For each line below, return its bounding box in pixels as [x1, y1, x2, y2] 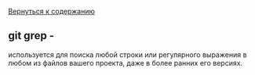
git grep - [8, 29, 55, 42]
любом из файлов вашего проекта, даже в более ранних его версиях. [8, 58, 243, 67]
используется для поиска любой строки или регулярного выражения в [8, 50, 247, 59]
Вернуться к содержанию [8, 7, 96, 16]
